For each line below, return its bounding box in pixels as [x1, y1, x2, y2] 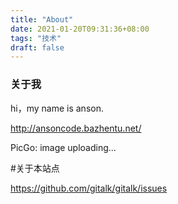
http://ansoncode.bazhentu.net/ [10, 122, 142, 134]
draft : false [10, 42, 65, 53]
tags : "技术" [10, 33, 62, 43]
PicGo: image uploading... [10, 141, 117, 153]
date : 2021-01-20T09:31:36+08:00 [10, 24, 150, 34]
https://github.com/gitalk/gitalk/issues [10, 182, 168, 194]
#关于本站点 [10, 162, 60, 174]
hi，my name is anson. [10, 102, 104, 114]
